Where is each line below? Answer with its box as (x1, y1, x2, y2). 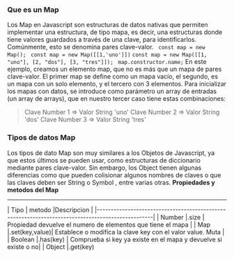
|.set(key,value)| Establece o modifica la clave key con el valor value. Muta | (7, 227, 225, 236)
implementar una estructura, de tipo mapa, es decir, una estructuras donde (7, 28, 223, 36)
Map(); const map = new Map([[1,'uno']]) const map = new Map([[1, (7, 51, 208, 58)
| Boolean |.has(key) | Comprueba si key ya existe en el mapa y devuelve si (7, 235, 223, 243)
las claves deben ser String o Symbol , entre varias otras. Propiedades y (7, 178, 215, 186)
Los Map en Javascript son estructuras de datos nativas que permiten (7, 21, 208, 29)
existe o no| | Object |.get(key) (7, 242, 95, 251)
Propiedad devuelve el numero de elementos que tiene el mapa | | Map (7, 220, 211, 229)
